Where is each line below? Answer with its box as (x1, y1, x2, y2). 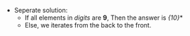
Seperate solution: (13, 6, 68, 14)
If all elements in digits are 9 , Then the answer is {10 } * (24, 13, 183, 22)
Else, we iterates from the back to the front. (24, 21, 152, 29)
